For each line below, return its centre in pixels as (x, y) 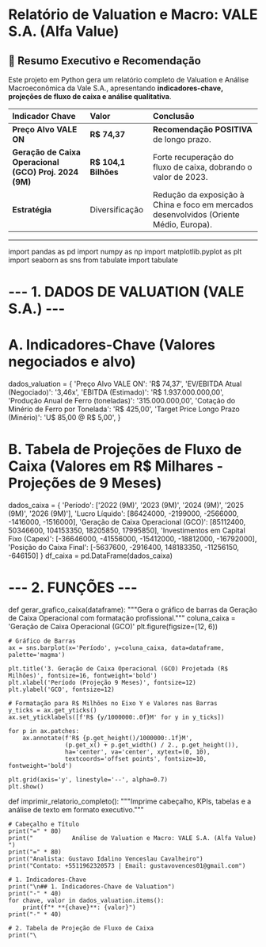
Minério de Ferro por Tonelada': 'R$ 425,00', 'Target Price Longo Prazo (124, 409)
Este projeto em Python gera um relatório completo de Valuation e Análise (129, 80)
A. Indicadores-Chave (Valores (112, 345)
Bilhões (104, 172)
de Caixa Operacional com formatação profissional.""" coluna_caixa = (122, 618)
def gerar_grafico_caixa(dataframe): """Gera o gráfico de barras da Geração (133, 609)
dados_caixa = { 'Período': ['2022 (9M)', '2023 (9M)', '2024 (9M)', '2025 (126, 506)
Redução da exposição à (199, 195)
